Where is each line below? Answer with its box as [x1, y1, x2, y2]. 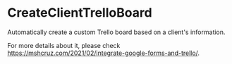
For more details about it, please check [7, 41, 121, 49]
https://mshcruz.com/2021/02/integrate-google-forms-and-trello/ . [7, 49, 200, 57]
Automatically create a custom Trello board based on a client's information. [7, 28, 226, 36]
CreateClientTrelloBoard [7, 5, 153, 21]
